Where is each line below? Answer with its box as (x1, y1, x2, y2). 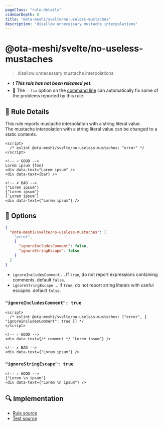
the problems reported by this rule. (12, 93, 85, 99)
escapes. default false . (12, 287, 61, 294)
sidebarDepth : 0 (5, 12, 39, 17)
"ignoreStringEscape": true (5, 361, 74, 367)
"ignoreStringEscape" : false (18, 248, 80, 253)
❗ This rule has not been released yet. (12, 80, 92, 86)
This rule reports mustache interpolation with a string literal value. (5, 121, 141, 126)
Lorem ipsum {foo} (5, 163, 44, 168)
